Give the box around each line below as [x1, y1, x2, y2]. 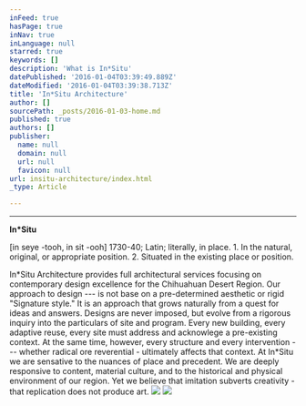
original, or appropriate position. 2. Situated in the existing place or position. [9, 251, 294, 262]
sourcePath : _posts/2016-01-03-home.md [9, 107, 161, 116]
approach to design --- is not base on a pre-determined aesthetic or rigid [9, 289, 285, 299]
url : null [17, 157, 55, 167]
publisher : [9, 132, 51, 141]
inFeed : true [9, 13, 59, 23]
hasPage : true [9, 22, 64, 31]
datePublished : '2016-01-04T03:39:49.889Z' [9, 73, 178, 82]
